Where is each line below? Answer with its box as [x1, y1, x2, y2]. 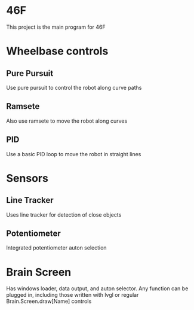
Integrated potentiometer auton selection [6, 244, 107, 251]
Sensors [6, 171, 49, 185]
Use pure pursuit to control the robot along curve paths [6, 84, 142, 91]
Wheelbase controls [6, 44, 109, 58]
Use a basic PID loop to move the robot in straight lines [6, 150, 141, 157]
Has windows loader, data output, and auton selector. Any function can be [6, 285, 189, 292]
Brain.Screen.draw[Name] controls [6, 297, 92, 305]
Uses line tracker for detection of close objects [6, 211, 122, 218]
